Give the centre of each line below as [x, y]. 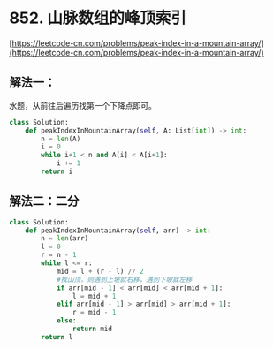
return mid [92, 329]
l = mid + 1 [94, 296]
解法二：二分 [44, 201]
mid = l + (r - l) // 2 [100, 271]
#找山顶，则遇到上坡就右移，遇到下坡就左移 [124, 279]
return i [57, 171]
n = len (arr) [65, 239]
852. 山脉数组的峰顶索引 [98, 18]
